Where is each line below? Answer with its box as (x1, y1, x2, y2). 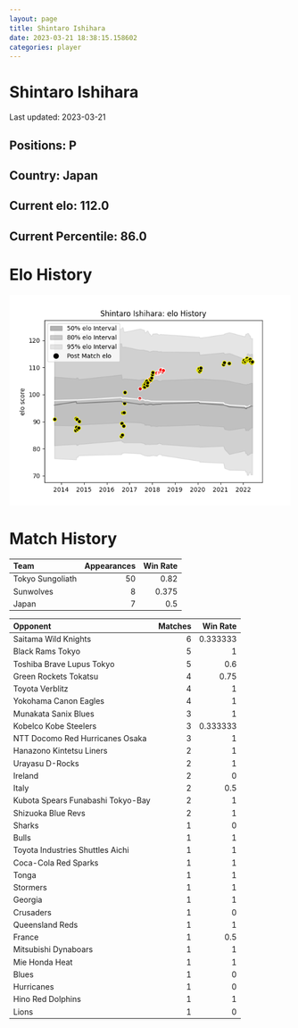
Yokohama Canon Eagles (12, 696, 105, 706)
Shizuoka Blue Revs (12, 807, 87, 818)
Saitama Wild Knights (12, 634, 92, 645)
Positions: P (9, 138, 78, 153)
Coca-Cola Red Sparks (12, 857, 99, 868)
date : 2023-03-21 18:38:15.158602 (9, 33, 138, 42)
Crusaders (12, 907, 52, 917)
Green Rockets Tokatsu (12, 671, 99, 681)
